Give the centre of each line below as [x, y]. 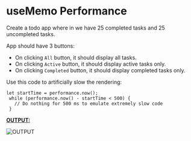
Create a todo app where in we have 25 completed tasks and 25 [86, 28]
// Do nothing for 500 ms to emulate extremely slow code [89, 104]
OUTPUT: [18, 120]
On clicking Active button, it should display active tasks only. [90, 64]
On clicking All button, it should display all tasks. [76, 57]
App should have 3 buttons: [41, 46]
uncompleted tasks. [31, 34]
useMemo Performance [67, 11]
